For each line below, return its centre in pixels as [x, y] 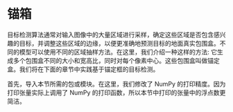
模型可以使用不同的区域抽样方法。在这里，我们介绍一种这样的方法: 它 [118, 52]
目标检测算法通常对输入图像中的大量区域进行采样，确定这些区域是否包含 [110, 35]
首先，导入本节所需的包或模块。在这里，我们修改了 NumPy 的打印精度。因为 [116, 84]
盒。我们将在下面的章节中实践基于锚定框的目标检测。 [83, 69]
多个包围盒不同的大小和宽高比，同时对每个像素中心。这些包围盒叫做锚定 [116, 60]
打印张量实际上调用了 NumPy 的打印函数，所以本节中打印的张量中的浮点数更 [116, 92]
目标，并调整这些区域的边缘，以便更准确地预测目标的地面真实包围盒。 [119, 43]
